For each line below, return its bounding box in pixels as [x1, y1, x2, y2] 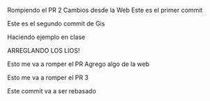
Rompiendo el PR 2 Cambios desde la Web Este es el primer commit [7, 6, 203, 14]
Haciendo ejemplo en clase [7, 33, 86, 41]
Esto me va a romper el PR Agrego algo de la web [7, 60, 150, 68]
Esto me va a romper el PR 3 [7, 73, 89, 81]
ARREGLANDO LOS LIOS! [7, 47, 80, 54]
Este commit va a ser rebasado [7, 87, 96, 95]
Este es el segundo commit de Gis [7, 20, 105, 27]
